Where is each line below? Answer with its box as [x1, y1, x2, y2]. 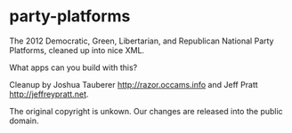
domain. [9, 115, 39, 126]
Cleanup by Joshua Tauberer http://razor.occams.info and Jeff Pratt [9, 79, 258, 90]
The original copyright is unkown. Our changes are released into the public [9, 106, 283, 116]
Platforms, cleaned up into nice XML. [9, 44, 145, 55]
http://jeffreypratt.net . [9, 89, 89, 99]
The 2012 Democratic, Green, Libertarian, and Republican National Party [9, 35, 274, 46]
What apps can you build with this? [9, 62, 138, 73]
